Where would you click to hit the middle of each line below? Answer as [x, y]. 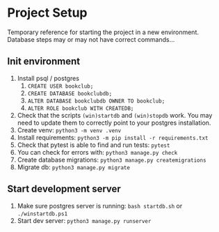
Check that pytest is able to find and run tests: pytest [94, 145]
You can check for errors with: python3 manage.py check [97, 152]
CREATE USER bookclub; [60, 86]
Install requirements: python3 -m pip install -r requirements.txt [113, 137]
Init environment [44, 62]
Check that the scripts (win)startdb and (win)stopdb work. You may [115, 115]
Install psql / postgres [48, 78]
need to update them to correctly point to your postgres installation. [114, 123]
